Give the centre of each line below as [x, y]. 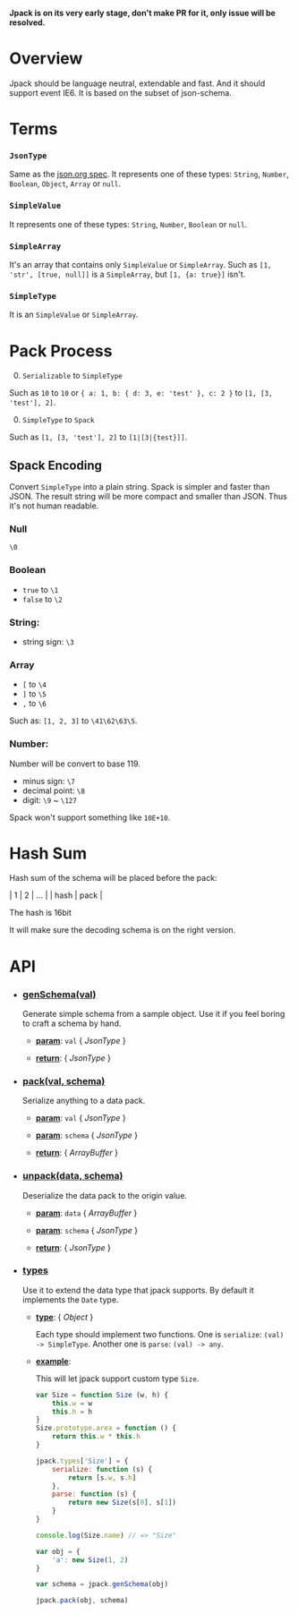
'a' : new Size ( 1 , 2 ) [90, 1560]
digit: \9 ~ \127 [50, 799]
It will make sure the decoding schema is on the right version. [123, 930]
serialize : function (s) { [102, 1469]
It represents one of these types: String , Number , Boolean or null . [128, 224]
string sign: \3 [48, 641]
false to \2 [42, 599]
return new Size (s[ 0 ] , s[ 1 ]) [122, 1503]
